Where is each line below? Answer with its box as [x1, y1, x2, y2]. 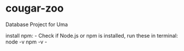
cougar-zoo [5, 2, 64, 15]
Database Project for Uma [5, 21, 68, 28]
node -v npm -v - [5, 38, 47, 45]
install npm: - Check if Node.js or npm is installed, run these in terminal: [5, 32, 178, 39]
